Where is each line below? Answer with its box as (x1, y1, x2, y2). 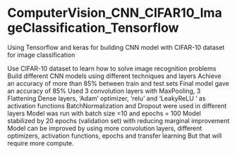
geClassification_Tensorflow (7, 20, 179, 36)
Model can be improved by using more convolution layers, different (7, 124, 202, 132)
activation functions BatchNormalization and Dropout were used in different (7, 101, 227, 110)
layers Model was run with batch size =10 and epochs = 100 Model (7, 109, 201, 117)
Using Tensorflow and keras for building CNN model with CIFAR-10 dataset (7, 43, 225, 51)
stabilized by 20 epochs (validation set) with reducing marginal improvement (7, 116, 230, 124)
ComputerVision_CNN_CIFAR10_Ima (7, 5, 222, 21)
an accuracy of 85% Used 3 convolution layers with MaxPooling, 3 (7, 86, 201, 95)
